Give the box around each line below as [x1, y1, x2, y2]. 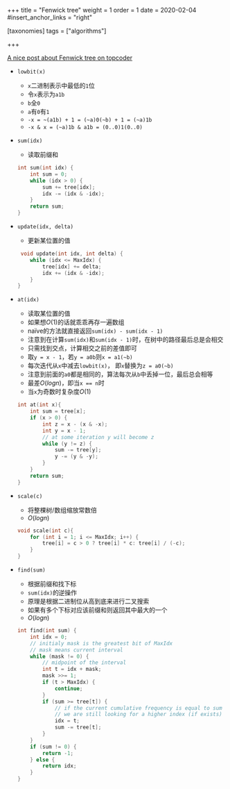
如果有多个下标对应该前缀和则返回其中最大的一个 [27, 606, 168, 614]
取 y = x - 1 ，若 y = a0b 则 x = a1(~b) [27, 353, 133, 361]
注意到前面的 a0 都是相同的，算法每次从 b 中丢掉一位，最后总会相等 [27, 370, 213, 379]
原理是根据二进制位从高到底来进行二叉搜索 [27, 597, 150, 605]
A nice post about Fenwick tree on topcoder [7, 53, 133, 62]
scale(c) [17, 492, 43, 499]
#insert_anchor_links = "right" [7, 13, 93, 22]
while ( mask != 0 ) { [30, 653, 89, 660]
